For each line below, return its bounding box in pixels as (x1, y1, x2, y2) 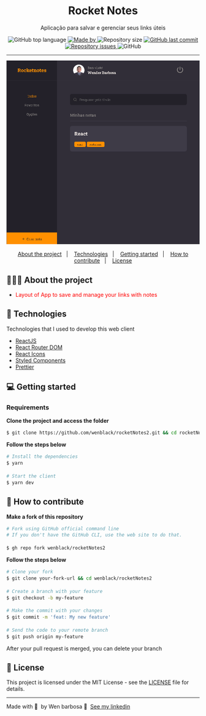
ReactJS (15, 337, 37, 344)
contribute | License (74, 257, 132, 264)
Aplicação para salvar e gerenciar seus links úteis (40, 24, 166, 31)
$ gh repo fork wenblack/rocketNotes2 (6, 545, 105, 551)
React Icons (15, 350, 46, 357)
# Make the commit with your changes (6, 608, 103, 614)
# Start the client (6, 473, 56, 479)
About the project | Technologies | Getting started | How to (17, 250, 189, 258)
